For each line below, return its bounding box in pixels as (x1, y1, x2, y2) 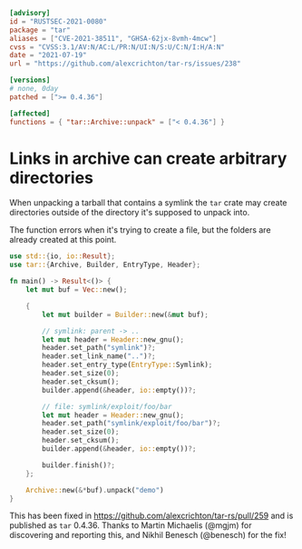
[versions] (9, 75, 51, 85)
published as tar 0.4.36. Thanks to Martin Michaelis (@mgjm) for (9, 520, 252, 531)
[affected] (9, 109, 51, 118)
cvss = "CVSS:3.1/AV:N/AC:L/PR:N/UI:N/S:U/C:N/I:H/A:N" (9, 42, 225, 52)
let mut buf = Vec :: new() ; (25, 285, 128, 294)
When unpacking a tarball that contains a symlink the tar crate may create (9, 197, 287, 208)
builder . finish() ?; (42, 460, 116, 470)
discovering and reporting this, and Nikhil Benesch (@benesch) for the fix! (9, 530, 287, 541)
